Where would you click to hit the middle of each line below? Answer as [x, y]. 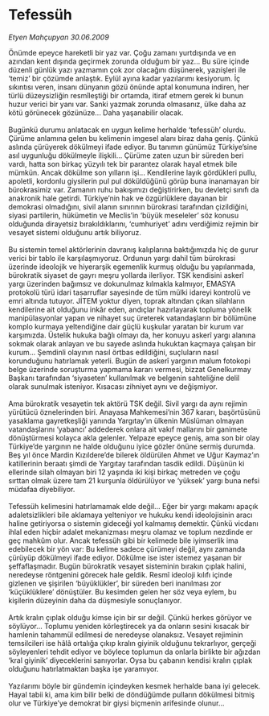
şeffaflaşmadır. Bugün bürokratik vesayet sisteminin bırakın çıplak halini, [127, 566]
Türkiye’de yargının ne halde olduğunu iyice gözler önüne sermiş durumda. [132, 446]
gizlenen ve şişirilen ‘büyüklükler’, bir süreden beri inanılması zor [115, 583]
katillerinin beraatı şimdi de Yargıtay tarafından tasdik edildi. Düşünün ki [126, 463]
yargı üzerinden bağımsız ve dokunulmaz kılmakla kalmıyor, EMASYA [122, 284]
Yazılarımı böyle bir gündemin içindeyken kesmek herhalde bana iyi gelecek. [134, 685]
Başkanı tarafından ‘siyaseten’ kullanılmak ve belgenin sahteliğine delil [124, 378]
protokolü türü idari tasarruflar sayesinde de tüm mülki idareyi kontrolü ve [130, 292]
